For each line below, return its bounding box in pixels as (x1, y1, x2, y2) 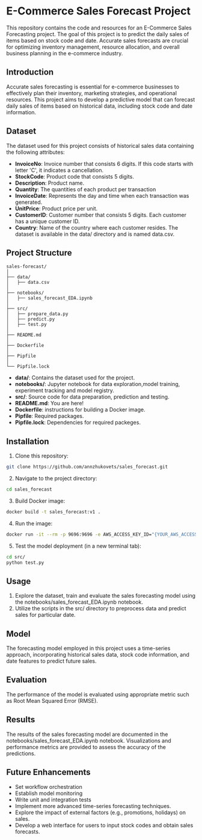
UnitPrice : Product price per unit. (14, 204, 98, 212)
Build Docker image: (14, 497, 66, 504)
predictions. (6, 750, 36, 757)
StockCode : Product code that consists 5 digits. (14, 173, 134, 180)
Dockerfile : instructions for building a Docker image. (14, 406, 145, 413)
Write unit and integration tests (14, 796, 91, 803)
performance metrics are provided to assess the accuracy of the (6, 743, 167, 750)
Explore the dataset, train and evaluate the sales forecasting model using (14, 592, 196, 599)
